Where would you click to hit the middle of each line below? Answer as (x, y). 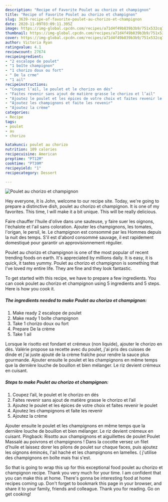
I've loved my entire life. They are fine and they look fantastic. (69, 268)
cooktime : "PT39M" (24, 163)
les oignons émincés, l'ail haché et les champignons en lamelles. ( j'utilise (81, 452)
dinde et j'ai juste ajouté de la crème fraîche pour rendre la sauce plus (77, 355)
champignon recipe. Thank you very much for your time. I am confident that (83, 473)
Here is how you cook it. (30, 289)
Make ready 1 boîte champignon (45, 318)
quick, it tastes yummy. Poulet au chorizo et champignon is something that (82, 263)
